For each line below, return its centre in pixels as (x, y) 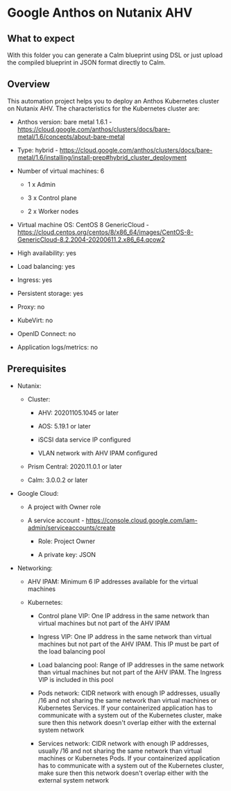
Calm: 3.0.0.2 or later (58, 480)
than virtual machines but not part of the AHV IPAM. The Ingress (130, 672)
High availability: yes (46, 253)
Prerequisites (37, 369)
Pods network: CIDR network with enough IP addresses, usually (129, 693)
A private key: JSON (67, 554)
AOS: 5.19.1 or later (65, 426)
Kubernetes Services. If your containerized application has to (125, 708)
